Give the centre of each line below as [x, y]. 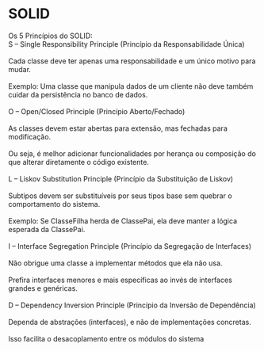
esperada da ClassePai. [47, 229]
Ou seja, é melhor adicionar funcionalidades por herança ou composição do [132, 153]
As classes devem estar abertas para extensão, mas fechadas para [118, 128]
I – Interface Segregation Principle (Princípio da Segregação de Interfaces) [130, 246]
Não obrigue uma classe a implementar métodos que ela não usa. [115, 263]
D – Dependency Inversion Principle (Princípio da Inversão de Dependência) [132, 305]
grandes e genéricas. [43, 288]
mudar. [20, 69]
